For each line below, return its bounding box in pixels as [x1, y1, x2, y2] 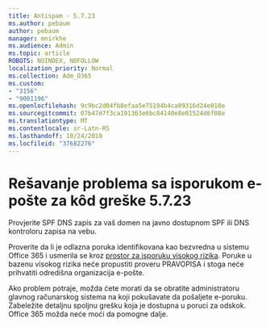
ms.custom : [8, 79, 45, 87]
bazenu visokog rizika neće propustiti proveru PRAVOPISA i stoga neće [8, 259, 244, 269]
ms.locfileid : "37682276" [8, 139, 95, 148]
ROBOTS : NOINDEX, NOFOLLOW [8, 57, 99, 65]
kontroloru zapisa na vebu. [8, 227, 97, 237]
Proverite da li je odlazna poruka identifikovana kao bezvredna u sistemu [8, 242, 250, 252]
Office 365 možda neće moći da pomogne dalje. [8, 309, 168, 319]
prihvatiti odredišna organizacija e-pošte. [8, 268, 145, 278]
